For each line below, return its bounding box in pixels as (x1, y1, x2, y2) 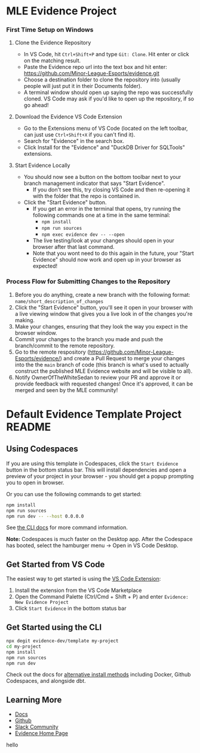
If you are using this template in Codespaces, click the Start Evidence (6, 460, 179, 467)
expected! (32, 262, 58, 270)
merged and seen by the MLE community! (14, 386, 118, 393)
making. (14, 316, 35, 324)
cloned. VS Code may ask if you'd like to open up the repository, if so (23, 95, 195, 102)
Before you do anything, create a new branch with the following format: (14, 291, 190, 298)
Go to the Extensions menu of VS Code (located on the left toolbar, (23, 125, 188, 132)
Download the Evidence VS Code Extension (14, 113, 122, 120)
